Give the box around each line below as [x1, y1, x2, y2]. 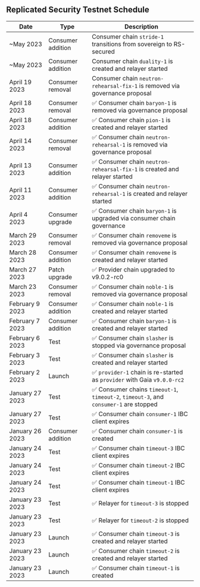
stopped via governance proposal [92, 341, 186, 349]
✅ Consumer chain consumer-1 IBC [92, 410, 189, 418]
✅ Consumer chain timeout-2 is [92, 547, 180, 555]
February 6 [9, 333, 40, 342]
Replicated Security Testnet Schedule [6, 5, 150, 15]
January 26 [9, 427, 42, 435]
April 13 [9, 161, 32, 169]
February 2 [9, 368, 40, 376]
